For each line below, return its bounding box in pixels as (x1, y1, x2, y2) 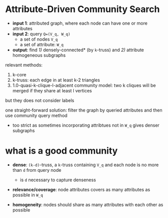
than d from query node (12, 167, 62, 173)
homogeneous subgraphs (12, 52, 66, 58)
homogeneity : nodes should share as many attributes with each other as (12, 201, 163, 207)
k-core (12, 71, 27, 77)
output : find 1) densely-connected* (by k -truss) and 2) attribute (12, 47, 144, 53)
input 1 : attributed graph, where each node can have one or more (12, 20, 148, 26)
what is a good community (5, 145, 118, 157)
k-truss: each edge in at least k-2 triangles (12, 77, 100, 83)
